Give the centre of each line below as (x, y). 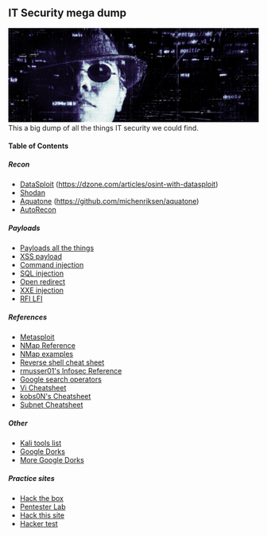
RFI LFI (31, 299)
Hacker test (39, 524)
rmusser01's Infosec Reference (71, 371)
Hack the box (41, 499)
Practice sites (31, 478)
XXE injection (42, 291)
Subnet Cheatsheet (51, 405)
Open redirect (43, 282)
